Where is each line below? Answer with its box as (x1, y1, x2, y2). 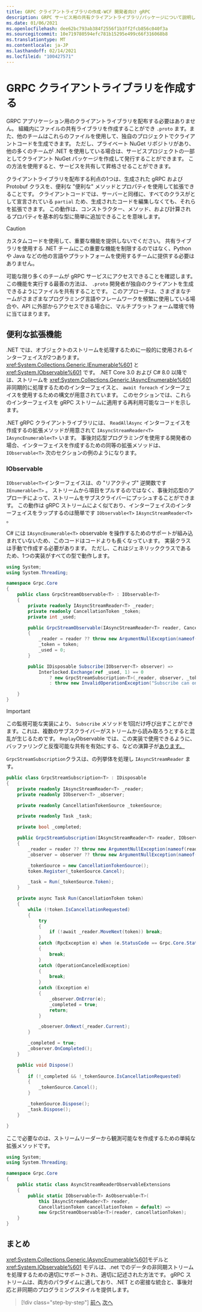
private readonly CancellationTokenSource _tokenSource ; (17, 802, 163, 808)
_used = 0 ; (38, 647, 66, 653)
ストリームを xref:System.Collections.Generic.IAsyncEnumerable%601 (16, 376, 191, 383)
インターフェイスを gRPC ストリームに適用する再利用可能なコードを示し (11, 399, 191, 406)
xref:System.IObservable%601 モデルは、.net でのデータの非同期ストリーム (6, 1263, 194, 1271)
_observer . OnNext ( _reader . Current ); (38, 1024, 130, 1030)
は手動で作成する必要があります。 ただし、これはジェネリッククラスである (6, 545, 191, 552)
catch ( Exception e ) (38, 985, 90, 991)
